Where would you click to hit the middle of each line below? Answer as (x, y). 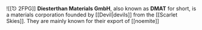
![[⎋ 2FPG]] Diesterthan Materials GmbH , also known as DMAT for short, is (101, 9)
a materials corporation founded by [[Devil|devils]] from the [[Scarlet (92, 15)
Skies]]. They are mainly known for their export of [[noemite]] (83, 21)
